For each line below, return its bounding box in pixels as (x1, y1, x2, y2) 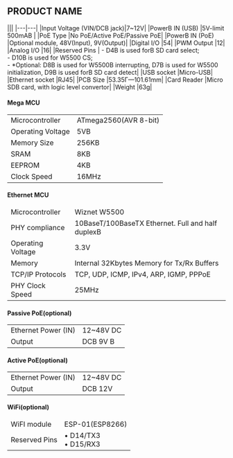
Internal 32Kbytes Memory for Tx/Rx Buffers (74, 258, 219, 268)
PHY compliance (10, 223, 65, 233)
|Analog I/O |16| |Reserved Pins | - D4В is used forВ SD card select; (7, 46, 200, 54)
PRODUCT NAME (7, 6, 83, 17)
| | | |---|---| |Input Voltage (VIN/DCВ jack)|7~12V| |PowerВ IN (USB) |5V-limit (7, 24, 225, 32)
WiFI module (10, 419, 52, 429)
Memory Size (10, 138, 54, 148)
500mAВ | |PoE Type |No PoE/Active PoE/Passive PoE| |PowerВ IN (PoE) (7, 31, 214, 39)
